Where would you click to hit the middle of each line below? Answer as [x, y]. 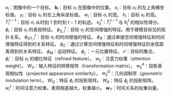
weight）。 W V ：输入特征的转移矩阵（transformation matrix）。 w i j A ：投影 [81, 66]
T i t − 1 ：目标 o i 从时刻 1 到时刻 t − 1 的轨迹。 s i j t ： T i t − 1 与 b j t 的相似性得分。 [83, 22]
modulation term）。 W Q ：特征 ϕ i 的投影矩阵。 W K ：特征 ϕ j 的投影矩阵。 [81, 81]
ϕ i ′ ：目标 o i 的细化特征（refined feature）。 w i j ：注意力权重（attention [78, 59]
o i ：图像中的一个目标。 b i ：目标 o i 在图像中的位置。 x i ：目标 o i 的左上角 [80, 8]
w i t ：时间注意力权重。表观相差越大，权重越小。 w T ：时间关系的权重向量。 [83, 88]
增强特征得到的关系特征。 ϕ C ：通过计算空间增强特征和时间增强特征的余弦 [82, 44]
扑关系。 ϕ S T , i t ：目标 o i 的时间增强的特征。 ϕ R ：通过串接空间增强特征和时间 [85, 37]
